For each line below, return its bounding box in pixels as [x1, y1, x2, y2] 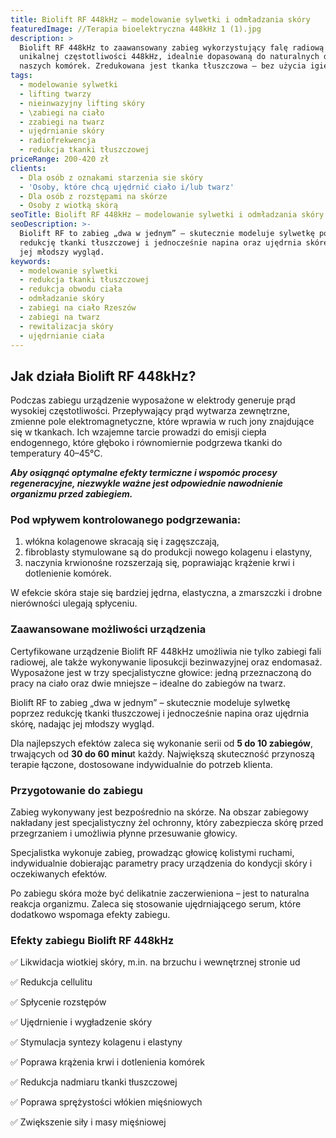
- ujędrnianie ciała [19, 331, 105, 341]
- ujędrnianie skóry [19, 126, 105, 136]
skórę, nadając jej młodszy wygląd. [10, 717, 155, 730]
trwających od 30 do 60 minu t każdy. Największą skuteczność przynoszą [10, 747, 315, 760]
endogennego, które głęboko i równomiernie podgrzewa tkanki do [10, 437, 283, 449]
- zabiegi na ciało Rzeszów [19, 303, 137, 313]
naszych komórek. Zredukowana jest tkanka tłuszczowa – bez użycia [19, 61, 307, 71]
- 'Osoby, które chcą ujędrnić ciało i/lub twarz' [19, 182, 235, 192]
